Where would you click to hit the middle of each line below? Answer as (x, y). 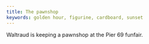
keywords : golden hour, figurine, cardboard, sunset (75, 17)
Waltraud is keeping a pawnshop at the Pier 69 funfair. (75, 34)
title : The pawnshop (33, 12)
